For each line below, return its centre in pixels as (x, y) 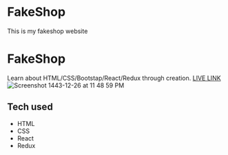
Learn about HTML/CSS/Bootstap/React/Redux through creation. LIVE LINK (114, 78)
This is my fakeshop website (48, 31)
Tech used (30, 107)
